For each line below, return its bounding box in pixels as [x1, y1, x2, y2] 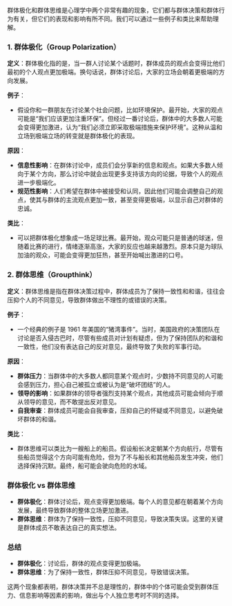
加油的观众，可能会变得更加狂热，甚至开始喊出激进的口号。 [17, 251, 187, 259]
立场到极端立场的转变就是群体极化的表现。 [17, 132, 139, 140]
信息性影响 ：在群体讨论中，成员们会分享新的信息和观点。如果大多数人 [17, 161, 217, 169]
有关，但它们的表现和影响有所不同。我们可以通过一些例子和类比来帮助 [12, 15, 213, 23]
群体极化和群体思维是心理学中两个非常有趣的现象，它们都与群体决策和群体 [7, 6, 219, 14]
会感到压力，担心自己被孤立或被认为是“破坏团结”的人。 [17, 380, 175, 388]
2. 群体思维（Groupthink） [7, 270, 97, 280]
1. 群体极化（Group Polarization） [7, 42, 121, 52]
